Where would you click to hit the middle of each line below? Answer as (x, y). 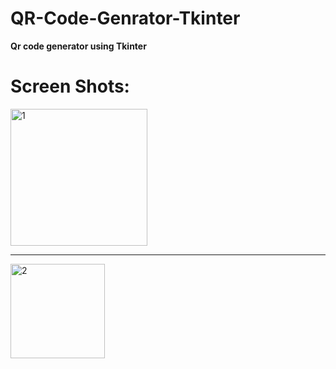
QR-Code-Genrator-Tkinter (125, 18)
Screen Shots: (70, 86)
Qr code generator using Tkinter (78, 46)
